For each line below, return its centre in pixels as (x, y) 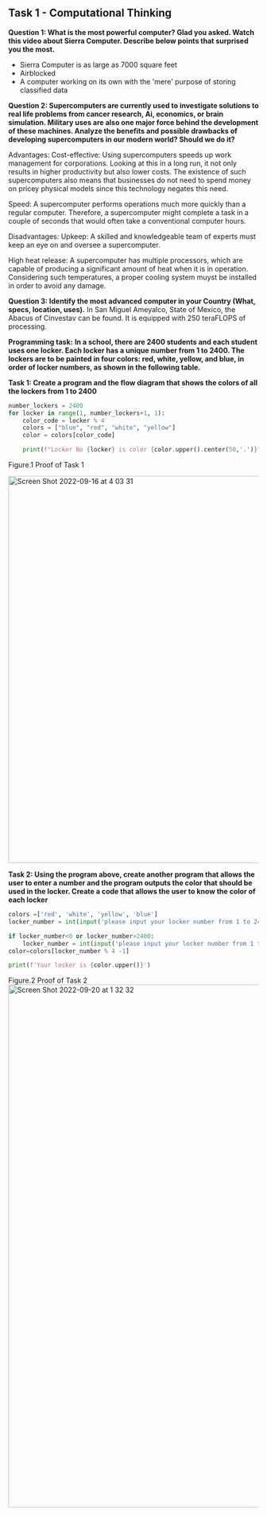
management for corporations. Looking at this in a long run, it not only (122, 163)
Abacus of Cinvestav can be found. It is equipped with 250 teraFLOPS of (127, 318)
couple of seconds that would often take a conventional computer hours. (127, 221)
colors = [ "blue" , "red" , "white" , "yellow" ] (99, 428)
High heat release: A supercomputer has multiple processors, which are (126, 260)
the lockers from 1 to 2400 (52, 391)
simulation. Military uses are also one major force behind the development (133, 122)
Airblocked (37, 73)
